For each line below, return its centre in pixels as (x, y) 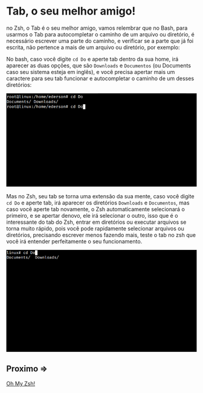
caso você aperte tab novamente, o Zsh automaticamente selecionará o (96, 209)
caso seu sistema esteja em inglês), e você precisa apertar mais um (91, 72)
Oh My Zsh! (21, 383)
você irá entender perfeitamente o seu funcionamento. (74, 241)
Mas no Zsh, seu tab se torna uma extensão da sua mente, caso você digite (100, 196)
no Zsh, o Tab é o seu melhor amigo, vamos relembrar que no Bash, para (97, 28)
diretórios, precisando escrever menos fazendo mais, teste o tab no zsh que (101, 235)
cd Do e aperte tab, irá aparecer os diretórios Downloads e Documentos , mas (98, 203)
